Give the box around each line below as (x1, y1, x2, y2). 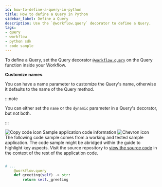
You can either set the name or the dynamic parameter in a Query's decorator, (5, 105, 158, 111)
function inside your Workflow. (5, 62, 67, 68)
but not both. (5, 110, 31, 116)
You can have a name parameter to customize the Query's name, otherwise (5, 81, 157, 87)
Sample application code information (42, 129, 117, 135)
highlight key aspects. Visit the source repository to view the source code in (5, 145, 157, 150)
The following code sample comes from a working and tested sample (5, 134, 144, 140)
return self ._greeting (22, 177, 69, 182)
